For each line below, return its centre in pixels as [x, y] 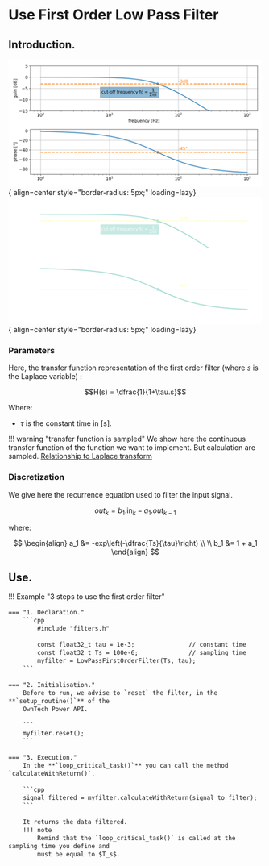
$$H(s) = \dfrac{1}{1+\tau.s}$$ [135, 392]
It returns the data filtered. [75, 822]
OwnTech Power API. [56, 710]
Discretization [36, 477]
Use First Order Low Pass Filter [114, 15]
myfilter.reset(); [54, 734]
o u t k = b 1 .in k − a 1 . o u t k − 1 [135, 511]
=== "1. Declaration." [46, 613]
